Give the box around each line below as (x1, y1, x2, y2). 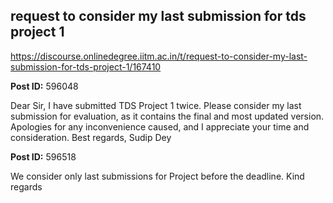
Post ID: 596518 (10, 150, 77, 163)
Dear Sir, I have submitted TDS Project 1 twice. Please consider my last (10, 99, 302, 111)
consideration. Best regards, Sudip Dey (10, 131, 172, 143)
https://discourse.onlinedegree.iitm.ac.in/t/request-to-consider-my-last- (10, 50, 308, 62)
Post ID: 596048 (10, 80, 79, 92)
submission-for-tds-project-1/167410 (10, 60, 162, 73)
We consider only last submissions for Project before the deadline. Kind (10, 170, 305, 182)
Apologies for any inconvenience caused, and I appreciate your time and (10, 120, 310, 133)
